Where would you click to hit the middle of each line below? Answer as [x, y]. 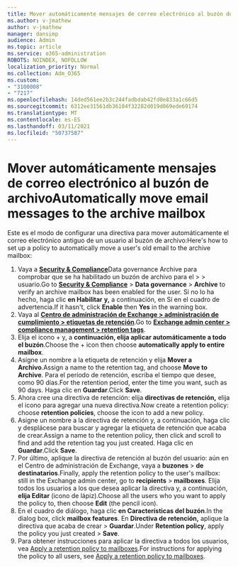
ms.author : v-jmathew [39, 21]
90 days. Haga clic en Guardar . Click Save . [80, 390]
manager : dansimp [33, 34]
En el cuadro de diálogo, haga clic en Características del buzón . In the [120, 511]
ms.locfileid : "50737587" [45, 133]
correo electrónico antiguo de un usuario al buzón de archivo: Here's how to [118, 241]
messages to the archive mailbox [106, 213]
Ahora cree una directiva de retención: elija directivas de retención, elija [124, 398]
